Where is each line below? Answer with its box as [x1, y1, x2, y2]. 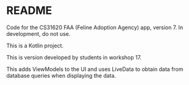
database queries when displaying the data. [6, 72, 116, 79]
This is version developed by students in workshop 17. [6, 53, 142, 61]
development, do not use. [6, 30, 71, 37]
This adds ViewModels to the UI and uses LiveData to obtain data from [6, 65, 184, 73]
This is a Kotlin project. [6, 42, 64, 49]
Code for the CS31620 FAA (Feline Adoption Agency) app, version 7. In [6, 24, 184, 31]
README [6, 4, 52, 18]
